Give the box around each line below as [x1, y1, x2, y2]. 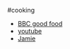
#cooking [7, 6, 35, 14]
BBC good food [17, 20, 63, 27]
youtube [17, 27, 42, 35]
